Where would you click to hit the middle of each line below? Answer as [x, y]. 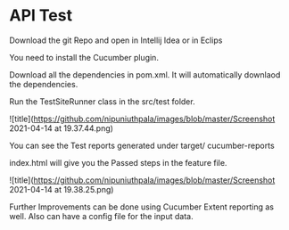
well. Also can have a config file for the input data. [101, 216]
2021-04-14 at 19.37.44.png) [62, 128]
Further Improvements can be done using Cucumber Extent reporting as [142, 207]
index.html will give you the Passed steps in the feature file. [118, 162]
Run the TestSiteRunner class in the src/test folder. [102, 101]
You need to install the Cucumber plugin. [84, 57]
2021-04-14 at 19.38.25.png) [62, 189]
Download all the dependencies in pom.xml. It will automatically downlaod [145, 74]
